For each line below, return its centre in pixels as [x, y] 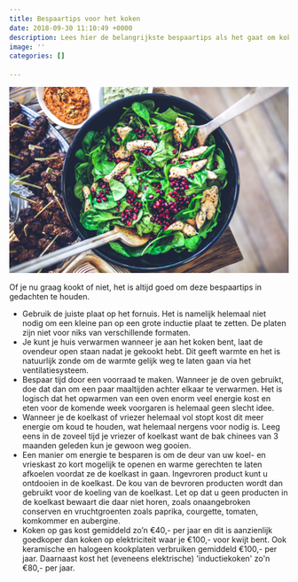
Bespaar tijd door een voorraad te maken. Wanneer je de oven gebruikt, [153, 379]
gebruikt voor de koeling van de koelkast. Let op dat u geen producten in [155, 493]
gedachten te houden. [50, 296]
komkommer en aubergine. [71, 520]
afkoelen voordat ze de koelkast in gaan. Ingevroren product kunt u [145, 473]
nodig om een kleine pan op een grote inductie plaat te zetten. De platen [154, 322]
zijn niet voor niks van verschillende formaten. [106, 332]
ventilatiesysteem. [55, 370]
